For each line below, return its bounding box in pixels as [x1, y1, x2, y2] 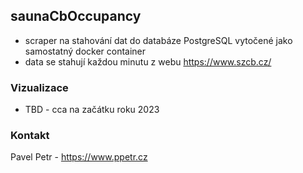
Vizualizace [10, 80, 69, 94]
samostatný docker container [24, 45, 147, 57]
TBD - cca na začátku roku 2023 [24, 104, 160, 116]
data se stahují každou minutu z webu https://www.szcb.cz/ [24, 55, 272, 68]
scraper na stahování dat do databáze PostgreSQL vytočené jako [24, 34, 293, 46]
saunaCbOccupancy [10, 8, 142, 25]
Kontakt [10, 129, 50, 143]
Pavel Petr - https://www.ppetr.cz [10, 151, 148, 163]
